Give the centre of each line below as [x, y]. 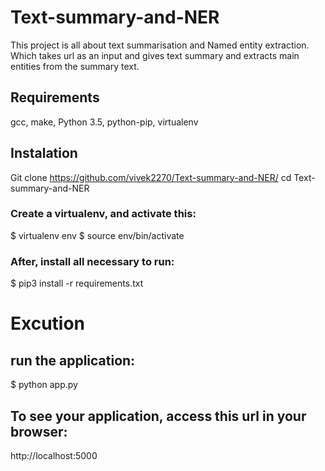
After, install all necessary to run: [92, 261]
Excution [48, 323]
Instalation [44, 153]
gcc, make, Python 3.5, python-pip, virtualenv [104, 122]
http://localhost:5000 [54, 455]
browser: [39, 431]
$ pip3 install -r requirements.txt [77, 283]
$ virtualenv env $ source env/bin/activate [97, 235]
